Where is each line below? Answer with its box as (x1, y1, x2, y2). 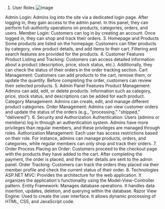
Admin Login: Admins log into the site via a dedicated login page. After (5, 14, 149, 20)
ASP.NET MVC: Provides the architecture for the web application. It (5, 172, 142, 178)
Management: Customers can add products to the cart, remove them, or (5, 72, 152, 78)
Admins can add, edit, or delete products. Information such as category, (5, 88, 152, 94)
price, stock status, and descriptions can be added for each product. (5, 93, 145, 99)
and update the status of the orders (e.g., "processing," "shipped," (5, 109, 140, 115)
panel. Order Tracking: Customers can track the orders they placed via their (5, 161, 160, 167)
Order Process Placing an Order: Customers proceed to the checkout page (5, 146, 157, 152)
